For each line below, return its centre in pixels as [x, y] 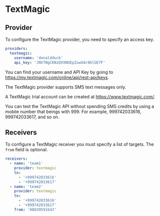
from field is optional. [27, 150]
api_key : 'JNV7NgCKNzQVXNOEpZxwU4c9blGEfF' [60, 62]
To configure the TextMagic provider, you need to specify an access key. [80, 39]
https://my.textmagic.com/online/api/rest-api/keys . [57, 77]
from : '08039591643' [35, 210]
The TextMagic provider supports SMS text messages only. [66, 87]
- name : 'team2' [26, 187]
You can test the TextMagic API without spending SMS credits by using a [80, 106]
